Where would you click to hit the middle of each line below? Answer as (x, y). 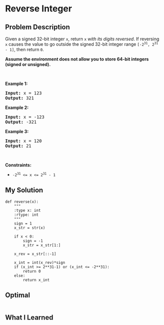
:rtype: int (26, 215)
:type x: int (27, 210)
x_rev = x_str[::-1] (35, 254)
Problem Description (38, 27)
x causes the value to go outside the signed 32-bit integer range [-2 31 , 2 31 (82, 44)
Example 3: (17, 131)
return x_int (36, 280)
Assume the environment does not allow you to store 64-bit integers (77, 59)
